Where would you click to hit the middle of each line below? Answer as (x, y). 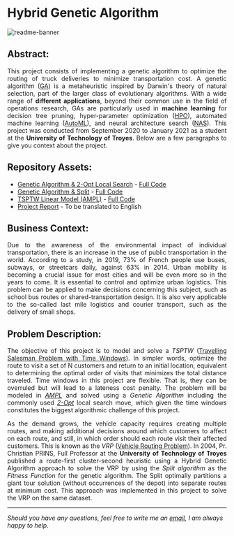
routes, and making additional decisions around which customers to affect (117, 431)
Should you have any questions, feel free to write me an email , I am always (115, 518)
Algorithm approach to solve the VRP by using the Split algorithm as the (117, 468)
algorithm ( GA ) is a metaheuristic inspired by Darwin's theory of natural (117, 86)
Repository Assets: (50, 167)
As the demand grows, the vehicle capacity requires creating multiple (117, 423)
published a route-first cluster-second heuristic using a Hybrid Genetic (117, 461)
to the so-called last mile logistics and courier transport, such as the (117, 305)
